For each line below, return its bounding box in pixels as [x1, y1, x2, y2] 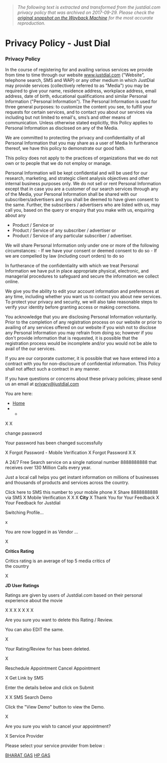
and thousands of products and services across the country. [5, 479, 130, 486]
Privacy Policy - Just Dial [5, 37, 111, 49]
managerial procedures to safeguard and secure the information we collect [5, 273, 159, 279]
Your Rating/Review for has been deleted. [5, 646, 91, 652]
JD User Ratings [5, 583, 39, 589]
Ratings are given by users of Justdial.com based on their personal [5, 592, 143, 598]
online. [5, 279, 19, 285]
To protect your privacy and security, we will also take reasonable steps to [5, 299, 158, 305]
